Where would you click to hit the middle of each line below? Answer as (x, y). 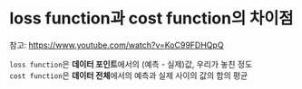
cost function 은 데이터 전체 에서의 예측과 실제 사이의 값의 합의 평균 (129, 75)
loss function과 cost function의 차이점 (151, 18)
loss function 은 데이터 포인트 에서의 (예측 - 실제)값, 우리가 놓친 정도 (131, 64)
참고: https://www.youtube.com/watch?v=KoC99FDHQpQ (117, 45)
